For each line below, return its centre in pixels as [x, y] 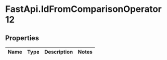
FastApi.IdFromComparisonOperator [83, 9]
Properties [22, 38]
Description [59, 52]
